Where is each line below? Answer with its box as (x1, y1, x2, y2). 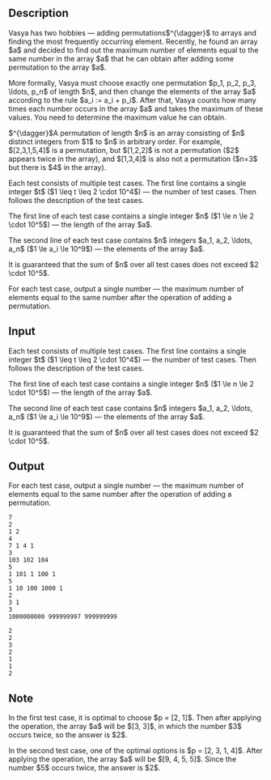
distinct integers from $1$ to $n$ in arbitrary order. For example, (8, 137, 222, 146)
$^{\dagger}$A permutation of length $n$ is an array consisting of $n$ (8, 128, 245, 138)
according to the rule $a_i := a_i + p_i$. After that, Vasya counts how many (8, 95, 256, 104)
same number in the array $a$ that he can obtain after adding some (8, 53, 235, 63)
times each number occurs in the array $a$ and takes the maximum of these (8, 104, 264, 113)
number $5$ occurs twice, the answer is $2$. (8, 763, 161, 773)
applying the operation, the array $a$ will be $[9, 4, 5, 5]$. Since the (8, 754, 237, 764)
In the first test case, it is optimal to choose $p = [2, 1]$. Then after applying (8, 713, 261, 723)
